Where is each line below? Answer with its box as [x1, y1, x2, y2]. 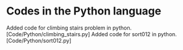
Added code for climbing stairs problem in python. [6, 24, 132, 31]
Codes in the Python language [6, 4, 162, 18]
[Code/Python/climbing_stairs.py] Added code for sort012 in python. [6, 30, 177, 37]
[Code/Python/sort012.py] [6, 37, 72, 44]
